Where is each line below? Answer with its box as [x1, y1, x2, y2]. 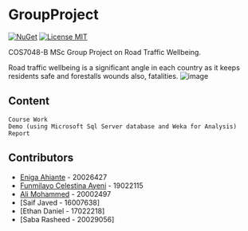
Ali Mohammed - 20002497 [19, 189, 112, 198]
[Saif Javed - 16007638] [19, 198, 100, 207]
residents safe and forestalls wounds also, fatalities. [8, 71, 179, 80]
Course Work [8, 115, 48, 123]
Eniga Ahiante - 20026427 [19, 172, 108, 182]
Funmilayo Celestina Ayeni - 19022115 [19, 181, 144, 190]
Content [8, 94, 50, 108]
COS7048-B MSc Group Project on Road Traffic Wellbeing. [8, 47, 202, 57]
